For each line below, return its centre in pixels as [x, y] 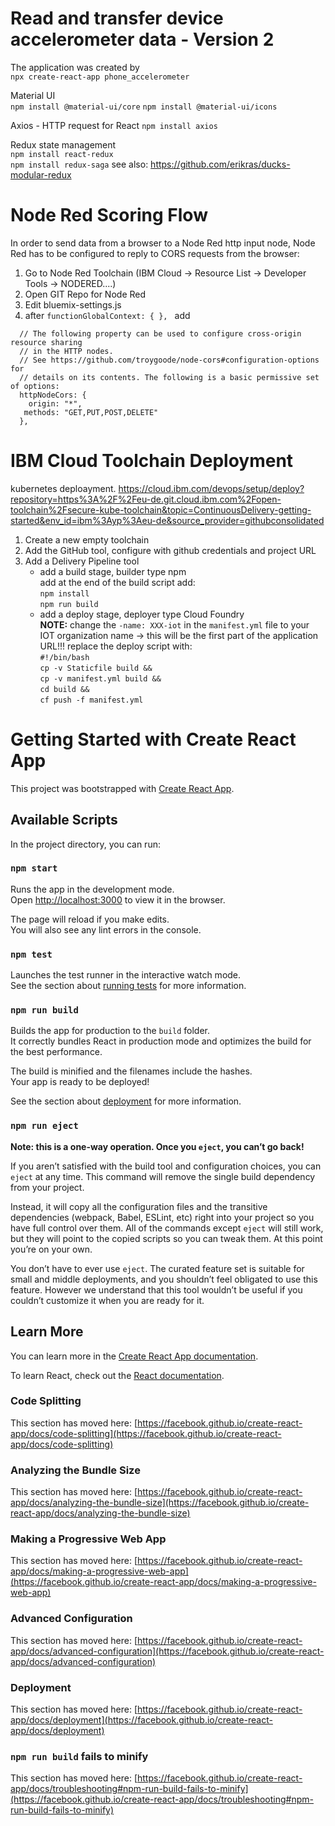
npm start [34, 868]
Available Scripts [64, 820]
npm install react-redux [62, 154]
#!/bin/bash [64, 657]
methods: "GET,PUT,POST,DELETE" [91, 412]
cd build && [64, 689]
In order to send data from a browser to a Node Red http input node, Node [163, 243]
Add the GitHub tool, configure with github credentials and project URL [170, 550]
